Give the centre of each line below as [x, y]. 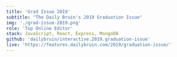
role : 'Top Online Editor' [40, 28]
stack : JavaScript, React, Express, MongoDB [62, 34]
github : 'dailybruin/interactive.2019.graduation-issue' [78, 39]
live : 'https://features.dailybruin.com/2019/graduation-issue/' [89, 45]
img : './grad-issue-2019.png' [44, 23]
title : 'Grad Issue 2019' [38, 12]
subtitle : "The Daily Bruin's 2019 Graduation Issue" [74, 17]
